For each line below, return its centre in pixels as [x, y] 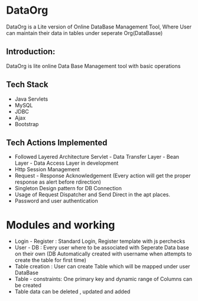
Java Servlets [31, 99]
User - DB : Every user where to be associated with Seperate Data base [102, 248]
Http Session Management [47, 169]
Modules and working [61, 225]
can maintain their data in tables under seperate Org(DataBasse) [85, 33]
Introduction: [31, 52]
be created [28, 286]
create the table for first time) [51, 260]
